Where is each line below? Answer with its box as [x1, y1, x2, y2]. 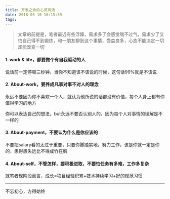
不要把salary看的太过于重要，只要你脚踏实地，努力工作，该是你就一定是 [5, 141, 155, 147]
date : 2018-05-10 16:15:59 [5, 12, 62, 17]
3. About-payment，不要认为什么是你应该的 [5, 130, 98, 136]
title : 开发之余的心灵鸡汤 [5, 7, 56, 13]
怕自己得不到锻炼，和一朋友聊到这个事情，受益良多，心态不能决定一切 [17, 37, 164, 44]
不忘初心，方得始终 [5, 188, 46, 194]
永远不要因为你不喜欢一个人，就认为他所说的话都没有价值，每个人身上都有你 [5, 93, 165, 99]
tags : [5, 17, 17, 22]
